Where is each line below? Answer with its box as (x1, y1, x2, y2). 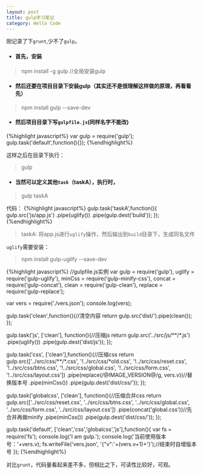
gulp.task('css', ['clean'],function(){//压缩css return (6, 351, 135, 359)
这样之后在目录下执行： (6, 151, 65, 159)
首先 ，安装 (15, 52, 42, 60)
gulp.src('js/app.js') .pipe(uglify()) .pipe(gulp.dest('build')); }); (6, 211, 159, 219)
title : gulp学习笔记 (6, 15, 55, 21)
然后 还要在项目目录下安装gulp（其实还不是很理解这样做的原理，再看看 (15, 83, 191, 90)
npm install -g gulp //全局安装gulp (21, 67, 106, 75)
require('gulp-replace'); (6, 288, 65, 295)
